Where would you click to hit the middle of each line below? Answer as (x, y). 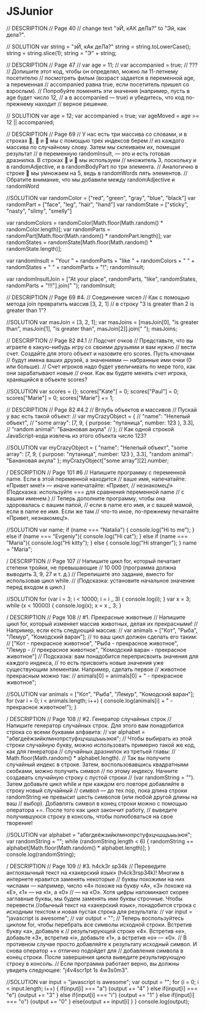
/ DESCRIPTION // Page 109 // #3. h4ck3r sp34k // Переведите (86, 866)
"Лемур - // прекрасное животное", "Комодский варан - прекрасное (96, 650)
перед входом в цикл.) (36, 587)
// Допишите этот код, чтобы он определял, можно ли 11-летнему (92, 71)
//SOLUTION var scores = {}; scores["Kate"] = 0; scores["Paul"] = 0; (93, 391)
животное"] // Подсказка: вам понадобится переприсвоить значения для (102, 656)
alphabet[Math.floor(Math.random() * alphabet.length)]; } (78, 848)
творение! (20, 823)
